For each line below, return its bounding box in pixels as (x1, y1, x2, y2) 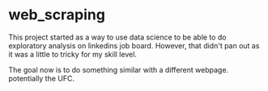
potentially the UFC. (8, 73, 75, 83)
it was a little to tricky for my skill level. (8, 49, 138, 59)
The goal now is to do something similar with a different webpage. (8, 64, 229, 74)
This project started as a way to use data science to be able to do (8, 32, 227, 42)
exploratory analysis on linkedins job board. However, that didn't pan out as (8, 40, 260, 50)
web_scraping (8, 6, 105, 24)
